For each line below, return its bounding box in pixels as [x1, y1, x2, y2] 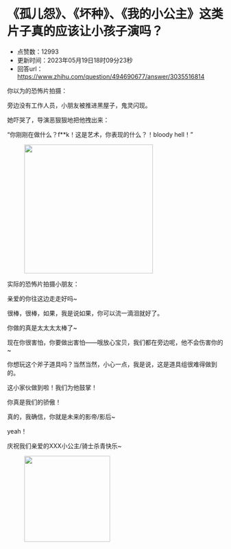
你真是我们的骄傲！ [7, 398, 62, 406]
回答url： [16, 65, 43, 73]
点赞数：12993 [16, 47, 60, 56]
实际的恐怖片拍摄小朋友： [7, 280, 80, 288]
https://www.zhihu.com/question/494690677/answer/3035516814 [16, 72, 205, 80]
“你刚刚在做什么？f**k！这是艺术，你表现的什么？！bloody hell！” [7, 130, 193, 138]
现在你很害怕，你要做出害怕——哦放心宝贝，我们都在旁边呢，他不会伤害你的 [7, 338, 223, 346]
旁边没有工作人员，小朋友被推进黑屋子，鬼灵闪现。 [7, 101, 151, 109]
